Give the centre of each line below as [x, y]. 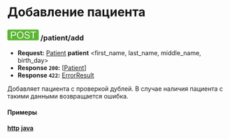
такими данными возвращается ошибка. [68, 96]
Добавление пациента [77, 12]
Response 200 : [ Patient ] [52, 68]
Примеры [22, 112]
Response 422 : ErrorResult [56, 75]
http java [20, 128]
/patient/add [62, 38]
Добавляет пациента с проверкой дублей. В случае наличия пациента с [115, 89]
